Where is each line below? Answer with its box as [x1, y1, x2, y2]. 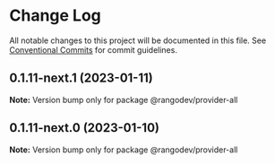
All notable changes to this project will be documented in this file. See [9, 35, 267, 46]
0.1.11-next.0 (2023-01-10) [9, 120, 159, 135]
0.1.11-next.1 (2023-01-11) [9, 71, 154, 86]
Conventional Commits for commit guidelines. [9, 44, 177, 55]
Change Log [9, 5, 101, 26]
